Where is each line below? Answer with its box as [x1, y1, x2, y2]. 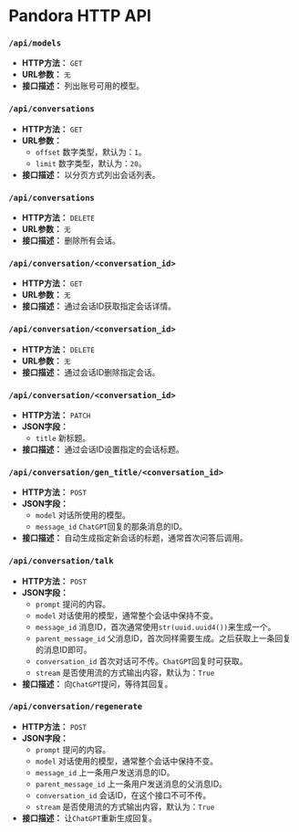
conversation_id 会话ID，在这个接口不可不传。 [35, 789, 211, 800]
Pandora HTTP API [8, 5, 152, 26]
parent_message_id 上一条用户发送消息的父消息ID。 [35, 778, 228, 789]
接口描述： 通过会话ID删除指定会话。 [21, 366, 160, 377]
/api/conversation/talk [8, 556, 115, 566]
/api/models [8, 38, 62, 48]
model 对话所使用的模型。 [35, 510, 131, 521]
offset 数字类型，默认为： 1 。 [35, 146, 147, 157]
